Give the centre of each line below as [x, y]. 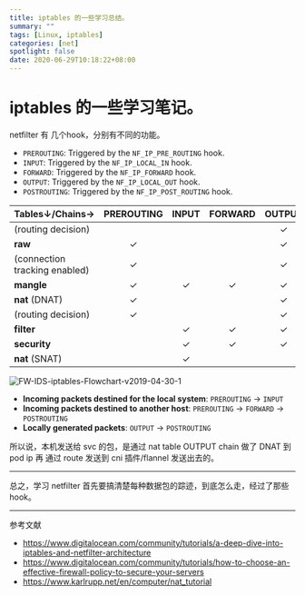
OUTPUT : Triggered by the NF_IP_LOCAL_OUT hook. [111, 182]
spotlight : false [42, 52]
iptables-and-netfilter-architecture [87, 552]
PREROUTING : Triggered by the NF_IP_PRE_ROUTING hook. [123, 153]
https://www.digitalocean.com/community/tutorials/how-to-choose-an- [156, 562]
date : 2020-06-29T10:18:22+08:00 [73, 60]
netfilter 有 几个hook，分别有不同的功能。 [87, 134]
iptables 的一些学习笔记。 [106, 108]
